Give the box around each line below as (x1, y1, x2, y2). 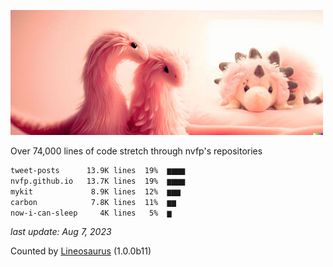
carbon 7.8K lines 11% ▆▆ (10, 197, 177, 207)
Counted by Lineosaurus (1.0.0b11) (10, 245, 152, 257)
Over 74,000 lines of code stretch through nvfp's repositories (10, 145, 263, 157)
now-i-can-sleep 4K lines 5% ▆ (10, 208, 172, 218)
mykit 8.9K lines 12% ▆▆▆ (10, 186, 182, 197)
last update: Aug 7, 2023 (10, 226, 112, 238)
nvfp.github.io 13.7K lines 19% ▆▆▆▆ (10, 176, 186, 186)
